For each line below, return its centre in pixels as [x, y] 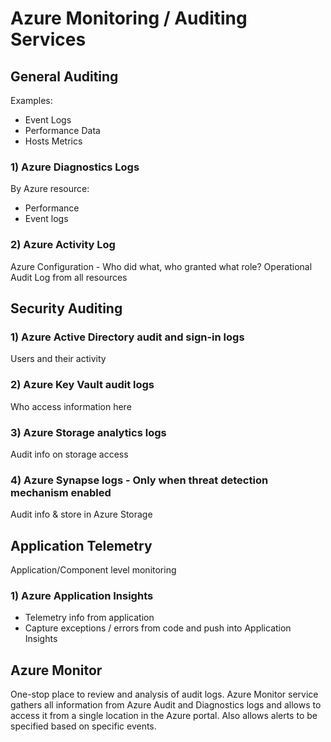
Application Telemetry [81, 545]
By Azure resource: [50, 189]
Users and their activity [58, 359]
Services [48, 39]
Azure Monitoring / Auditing [129, 18]
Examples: [31, 100]
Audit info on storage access [69, 454]
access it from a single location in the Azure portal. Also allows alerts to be [164, 716]
